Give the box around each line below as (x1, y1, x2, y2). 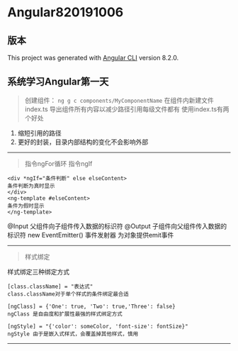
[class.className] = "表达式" (7, 283, 93, 290)
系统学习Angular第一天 (7, 76, 109, 88)
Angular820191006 (7, 4, 124, 21)
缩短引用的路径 (17, 128, 62, 137)
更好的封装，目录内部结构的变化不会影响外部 (17, 138, 149, 146)
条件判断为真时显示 (7, 182, 55, 189)
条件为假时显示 (7, 202, 45, 209)
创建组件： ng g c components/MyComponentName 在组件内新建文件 (24, 96, 214, 104)
